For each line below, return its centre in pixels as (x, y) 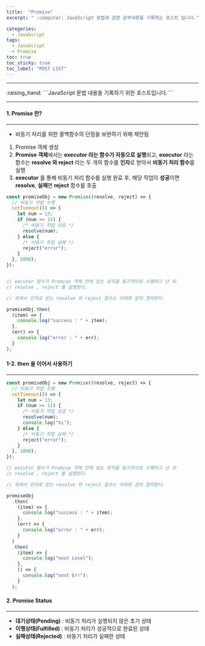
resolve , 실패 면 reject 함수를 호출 (56, 185)
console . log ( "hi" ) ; (47, 423)
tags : (13, 40)
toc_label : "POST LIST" (37, 69)
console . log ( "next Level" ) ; (58, 558)
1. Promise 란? (24, 113)
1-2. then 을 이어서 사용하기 (39, 364)
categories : (21, 29)
